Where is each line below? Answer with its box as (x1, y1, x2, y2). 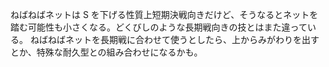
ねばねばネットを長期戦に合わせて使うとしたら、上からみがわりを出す (29, 34, 320, 45)
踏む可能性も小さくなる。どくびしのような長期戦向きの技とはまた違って (10, 21, 308, 33)
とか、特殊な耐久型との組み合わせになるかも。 (10, 46, 203, 58)
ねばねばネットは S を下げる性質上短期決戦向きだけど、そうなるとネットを (10, 9, 319, 20)
